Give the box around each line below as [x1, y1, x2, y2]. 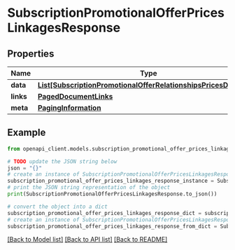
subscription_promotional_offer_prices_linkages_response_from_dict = [7, 223, 218, 230]
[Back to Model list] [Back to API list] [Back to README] [7, 235, 168, 244]
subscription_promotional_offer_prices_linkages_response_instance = [7, 177, 215, 185]
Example [7, 127, 46, 139]
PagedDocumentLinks [37, 92, 113, 101]
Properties [7, 48, 55, 60]
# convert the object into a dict [7, 203, 108, 210]
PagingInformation [37, 103, 101, 113]
